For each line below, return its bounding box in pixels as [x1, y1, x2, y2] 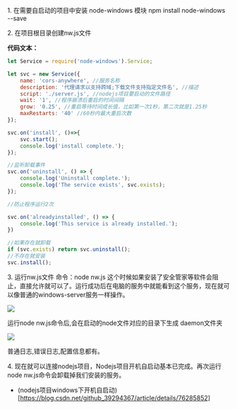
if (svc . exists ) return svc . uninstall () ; [7, 246, 131, 253]
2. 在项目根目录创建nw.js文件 [7, 29, 92, 37]
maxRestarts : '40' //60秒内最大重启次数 [20, 110, 132, 117]
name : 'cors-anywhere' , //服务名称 [20, 77, 121, 84]
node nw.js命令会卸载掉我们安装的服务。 [7, 370, 126, 379]
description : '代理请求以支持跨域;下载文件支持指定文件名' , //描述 [20, 83, 199, 90]
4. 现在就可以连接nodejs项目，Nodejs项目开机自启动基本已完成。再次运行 [7, 362, 222, 370]
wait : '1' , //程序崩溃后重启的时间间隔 [20, 97, 125, 104]
